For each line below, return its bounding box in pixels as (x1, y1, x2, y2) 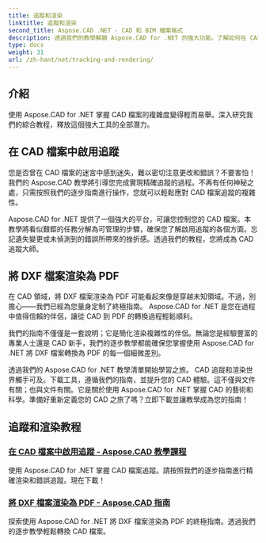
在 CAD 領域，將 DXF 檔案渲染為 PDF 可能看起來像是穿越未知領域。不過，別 (8, 292, 256, 301)
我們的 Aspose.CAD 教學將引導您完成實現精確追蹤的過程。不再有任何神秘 (8, 178, 248, 187)
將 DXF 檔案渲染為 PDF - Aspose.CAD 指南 (8, 497, 171, 508)
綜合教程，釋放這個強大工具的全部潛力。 (21, 120, 154, 129)
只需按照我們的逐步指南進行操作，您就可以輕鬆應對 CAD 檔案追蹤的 (21, 187, 242, 197)
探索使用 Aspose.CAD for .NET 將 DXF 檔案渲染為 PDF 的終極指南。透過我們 (8, 517, 256, 526)
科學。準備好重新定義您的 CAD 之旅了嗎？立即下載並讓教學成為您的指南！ (8, 395, 249, 404)
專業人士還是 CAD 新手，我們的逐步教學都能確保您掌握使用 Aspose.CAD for (8, 338, 255, 348)
